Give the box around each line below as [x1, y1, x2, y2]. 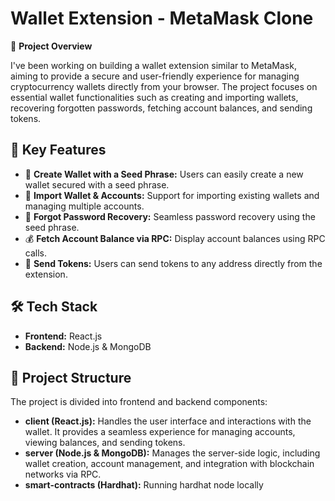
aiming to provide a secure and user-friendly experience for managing [10, 70, 300, 82]
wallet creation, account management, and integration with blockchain [24, 458, 315, 470]
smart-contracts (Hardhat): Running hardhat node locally [24, 479, 264, 491]
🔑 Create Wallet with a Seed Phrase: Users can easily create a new [24, 168, 304, 180]
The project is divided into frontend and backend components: [10, 396, 268, 408]
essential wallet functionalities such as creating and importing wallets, [10, 91, 299, 103]
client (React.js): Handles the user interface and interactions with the [24, 415, 312, 427]
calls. [24, 247, 47, 259]
